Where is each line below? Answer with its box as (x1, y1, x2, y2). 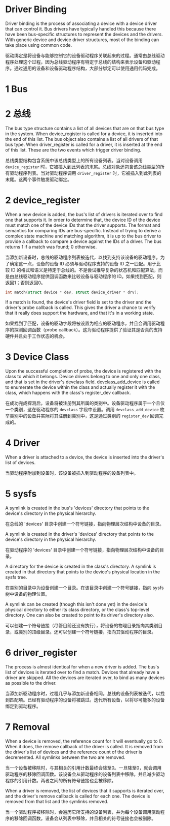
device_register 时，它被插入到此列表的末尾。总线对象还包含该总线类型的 (5, 164, 160, 170)
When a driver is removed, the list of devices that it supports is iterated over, (5, 787, 164, 793)
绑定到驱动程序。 (5, 703, 41, 709)
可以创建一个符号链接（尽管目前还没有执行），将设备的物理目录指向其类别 (5, 622, 158, 628)
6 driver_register (5, 647, 77, 658)
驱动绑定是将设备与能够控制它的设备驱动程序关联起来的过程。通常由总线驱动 (5, 52, 165, 58)
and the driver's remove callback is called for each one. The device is (5, 793, 150, 799)
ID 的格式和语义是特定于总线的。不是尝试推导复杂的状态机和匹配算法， (11, 267, 158, 273)
